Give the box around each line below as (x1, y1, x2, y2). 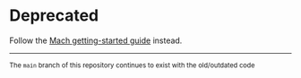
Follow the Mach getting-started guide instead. (9, 35, 183, 46)
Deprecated (9, 5, 99, 26)
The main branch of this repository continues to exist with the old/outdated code (9, 60, 255, 70)
